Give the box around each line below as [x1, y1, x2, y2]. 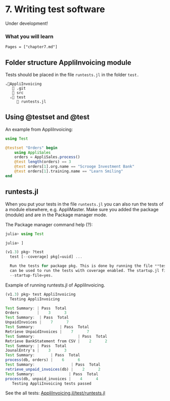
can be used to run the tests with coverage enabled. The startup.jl [10, 268, 159, 273]
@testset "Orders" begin [5, 145, 58, 150]
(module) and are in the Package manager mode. [5, 212, 107, 218]
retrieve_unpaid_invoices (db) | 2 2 [5, 367, 101, 372]
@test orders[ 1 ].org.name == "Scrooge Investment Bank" [14, 164, 135, 169]
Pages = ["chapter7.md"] [5, 45, 58, 50]
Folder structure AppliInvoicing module [5, 58, 132, 67]
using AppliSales [14, 150, 51, 155]
